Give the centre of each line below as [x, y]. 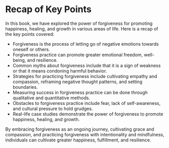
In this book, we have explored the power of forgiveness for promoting [79, 23]
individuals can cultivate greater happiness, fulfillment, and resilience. [78, 140]
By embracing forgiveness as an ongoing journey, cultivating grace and [80, 129]
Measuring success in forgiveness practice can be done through [80, 92]
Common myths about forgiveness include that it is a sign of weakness [87, 65]
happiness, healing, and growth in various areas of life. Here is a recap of [82, 28]
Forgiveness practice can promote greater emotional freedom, [78, 55]
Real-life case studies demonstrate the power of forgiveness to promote [88, 114]
